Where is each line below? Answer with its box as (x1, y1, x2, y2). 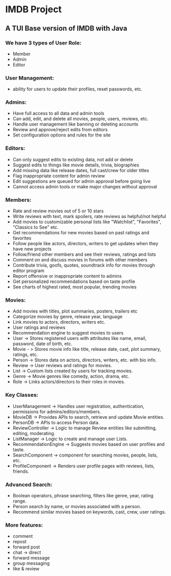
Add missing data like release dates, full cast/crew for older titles (12, 167, 150, 173)
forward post (12, 544, 40, 550)
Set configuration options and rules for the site (12, 132, 111, 138)
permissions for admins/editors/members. (12, 409, 101, 415)
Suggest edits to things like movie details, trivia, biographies (12, 162, 139, 168)
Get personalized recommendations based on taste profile (12, 278, 135, 284)
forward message (12, 555, 50, 561)
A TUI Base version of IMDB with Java (5, 24, 128, 33)
